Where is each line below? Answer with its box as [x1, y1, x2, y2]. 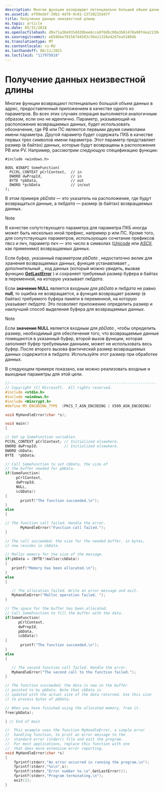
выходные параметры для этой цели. [5, 371, 83, 377]
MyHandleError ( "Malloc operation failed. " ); [11, 593, 106, 598]
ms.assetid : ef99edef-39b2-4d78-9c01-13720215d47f [5, 12, 110, 17]
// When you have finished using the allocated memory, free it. [5, 705, 141, 711]
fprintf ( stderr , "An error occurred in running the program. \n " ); [14, 760, 150, 765]
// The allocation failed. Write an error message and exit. [11, 588, 139, 593]
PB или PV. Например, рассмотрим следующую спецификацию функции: [5, 148, 158, 153]
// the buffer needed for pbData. [5, 466, 76, 471]
